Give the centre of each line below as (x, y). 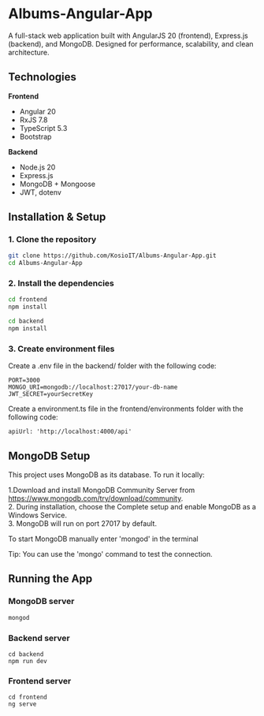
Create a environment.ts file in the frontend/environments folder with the (126, 409)
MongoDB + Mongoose (58, 184)
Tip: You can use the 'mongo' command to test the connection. (110, 554)
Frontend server (40, 681)
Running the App (50, 579)
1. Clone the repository (52, 240)
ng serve (22, 704)
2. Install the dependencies (61, 283)
